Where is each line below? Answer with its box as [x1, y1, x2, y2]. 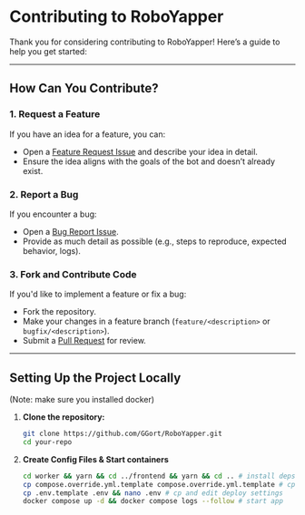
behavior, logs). [22, 245, 82, 256]
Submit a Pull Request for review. [22, 335, 147, 346]
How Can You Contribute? [9, 81, 159, 96]
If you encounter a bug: [9, 209, 97, 219]
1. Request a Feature [9, 108, 101, 121]
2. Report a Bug [9, 188, 79, 200]
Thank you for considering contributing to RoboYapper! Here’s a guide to [9, 36, 280, 47]
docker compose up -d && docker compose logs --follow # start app [22, 497, 284, 506]
